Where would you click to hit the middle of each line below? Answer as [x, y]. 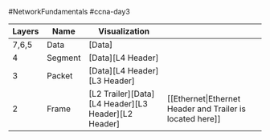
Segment [64, 58]
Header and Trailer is [207, 109]
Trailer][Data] [129, 94]
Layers [26, 31]
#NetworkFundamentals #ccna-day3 [70, 12]
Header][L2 [110, 114]
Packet [60, 76]
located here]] [194, 119]
